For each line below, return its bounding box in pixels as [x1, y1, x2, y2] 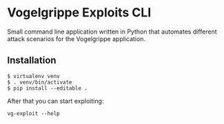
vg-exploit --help [7, 110, 60, 117]
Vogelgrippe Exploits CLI [7, 5, 152, 21]
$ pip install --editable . [7, 84, 88, 92]
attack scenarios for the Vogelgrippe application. [7, 34, 146, 42]
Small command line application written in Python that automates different [7, 27, 217, 36]
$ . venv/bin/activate [7, 79, 72, 86]
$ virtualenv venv [7, 73, 60, 79]
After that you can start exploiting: [7, 97, 104, 105]
